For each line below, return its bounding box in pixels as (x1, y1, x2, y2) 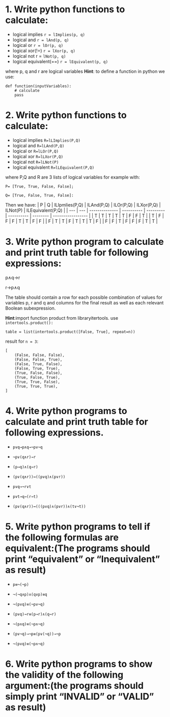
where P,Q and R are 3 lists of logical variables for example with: (5, 174, 140, 180)
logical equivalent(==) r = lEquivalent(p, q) (12, 58, 108, 64)
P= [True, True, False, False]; (5, 184, 74, 189)
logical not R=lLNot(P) (12, 159, 59, 165)
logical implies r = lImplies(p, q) (12, 31, 86, 37)
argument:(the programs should (5, 680, 144, 692)
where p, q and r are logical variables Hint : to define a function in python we (5, 68, 165, 74)
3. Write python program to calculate (5, 236, 164, 248)
